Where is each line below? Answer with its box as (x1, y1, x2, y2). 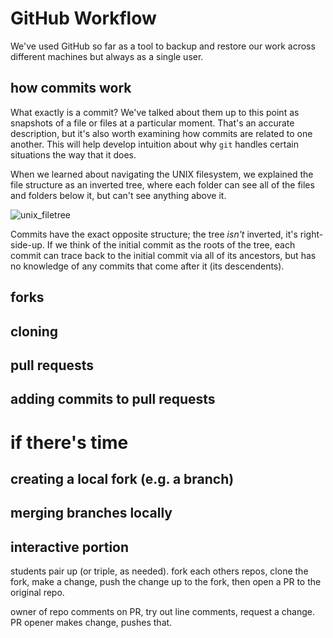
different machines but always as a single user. (10, 50, 204, 62)
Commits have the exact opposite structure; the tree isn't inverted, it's (10, 228, 298, 240)
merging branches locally (10, 505, 173, 522)
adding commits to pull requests (10, 391, 216, 408)
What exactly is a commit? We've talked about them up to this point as (10, 106, 300, 118)
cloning (10, 323, 59, 340)
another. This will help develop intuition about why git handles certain (10, 138, 299, 150)
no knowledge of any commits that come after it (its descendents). (10, 260, 285, 272)
